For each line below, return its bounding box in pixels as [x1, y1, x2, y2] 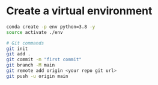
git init [6, 46, 28, 52]
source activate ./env [6, 29, 63, 35]
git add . [6, 51, 31, 57]
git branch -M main [6, 62, 55, 68]
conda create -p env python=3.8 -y [6, 24, 96, 30]
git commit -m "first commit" [6, 56, 82, 63]
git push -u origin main [6, 73, 68, 79]
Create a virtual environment [6, 4, 153, 18]
